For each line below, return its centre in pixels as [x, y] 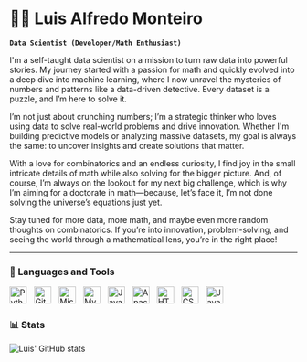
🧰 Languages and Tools [62, 271]
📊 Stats [27, 325]
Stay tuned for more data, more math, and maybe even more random [139, 219]
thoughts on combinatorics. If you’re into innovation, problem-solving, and [149, 229]
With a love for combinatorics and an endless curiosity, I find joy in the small [153, 163]
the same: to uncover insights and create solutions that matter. [127, 145]
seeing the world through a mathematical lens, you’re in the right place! [143, 239]
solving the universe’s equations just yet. [86, 202]
